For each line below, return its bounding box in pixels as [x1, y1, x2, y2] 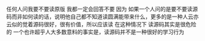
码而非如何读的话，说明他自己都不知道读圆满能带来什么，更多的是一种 [6, 13, 183, 20]
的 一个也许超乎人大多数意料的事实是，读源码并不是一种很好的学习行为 [6, 28, 184, 35]
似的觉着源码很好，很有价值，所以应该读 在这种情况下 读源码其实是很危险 [11, 21, 196, 28]
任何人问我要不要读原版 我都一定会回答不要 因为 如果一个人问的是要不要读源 [6, 6, 198, 12]
